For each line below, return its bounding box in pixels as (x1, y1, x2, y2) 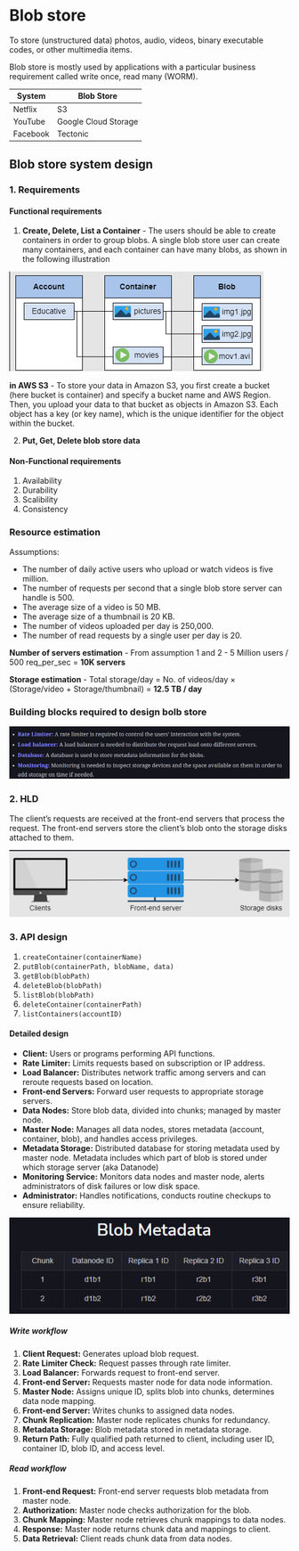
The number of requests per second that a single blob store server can (21, 583, 283, 593)
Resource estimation (9, 527, 101, 539)
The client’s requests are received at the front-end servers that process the (9, 812, 285, 824)
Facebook (12, 128, 50, 139)
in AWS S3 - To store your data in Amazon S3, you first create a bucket (9, 380, 270, 391)
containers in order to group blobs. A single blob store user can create (21, 235, 280, 246)
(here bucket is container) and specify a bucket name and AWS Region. (9, 389, 271, 401)
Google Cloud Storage (57, 116, 139, 127)
